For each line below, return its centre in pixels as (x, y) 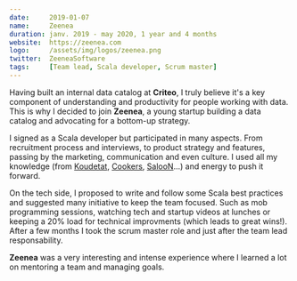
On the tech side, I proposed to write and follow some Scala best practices (146, 193)
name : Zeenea (41, 26)
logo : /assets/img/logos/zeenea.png (86, 51)
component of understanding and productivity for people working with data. (149, 101)
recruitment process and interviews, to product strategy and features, (137, 147)
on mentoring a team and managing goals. (87, 267)
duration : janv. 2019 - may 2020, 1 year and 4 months (113, 34)
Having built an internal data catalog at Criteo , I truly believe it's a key (137, 92)
